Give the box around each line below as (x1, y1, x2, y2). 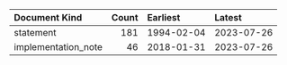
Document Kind (13, 12, 83, 23)
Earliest (147, 12, 181, 23)
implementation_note (13, 41, 103, 53)
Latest (214, 12, 243, 23)
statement (13, 27, 57, 38)
